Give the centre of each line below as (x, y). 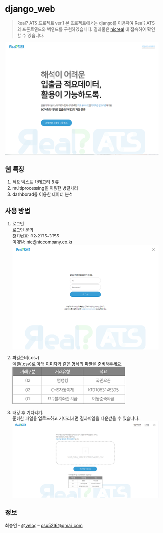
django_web (30, 9)
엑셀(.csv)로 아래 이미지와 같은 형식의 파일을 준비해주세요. (67, 364)
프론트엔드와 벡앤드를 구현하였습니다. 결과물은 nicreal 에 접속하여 (84, 29)
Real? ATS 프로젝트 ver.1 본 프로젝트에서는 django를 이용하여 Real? (81, 23)
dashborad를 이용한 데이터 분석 (42, 194)
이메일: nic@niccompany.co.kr (42, 242)
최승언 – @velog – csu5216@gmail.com (44, 525)
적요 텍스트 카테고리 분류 (36, 182)
